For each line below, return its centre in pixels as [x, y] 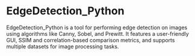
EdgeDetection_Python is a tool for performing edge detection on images [97, 27]
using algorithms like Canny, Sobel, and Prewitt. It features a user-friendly [98, 33]
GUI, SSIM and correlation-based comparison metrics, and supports [91, 40]
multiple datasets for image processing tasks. [63, 46]
